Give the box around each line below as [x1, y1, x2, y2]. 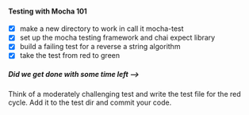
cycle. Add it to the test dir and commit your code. [8, 98, 172, 107]
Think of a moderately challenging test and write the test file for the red [8, 90, 242, 99]
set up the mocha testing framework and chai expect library [19, 33, 216, 43]
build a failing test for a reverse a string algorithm [19, 42, 181, 52]
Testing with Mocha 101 [8, 6, 87, 16]
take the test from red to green [19, 51, 121, 60]
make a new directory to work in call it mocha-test [19, 24, 184, 33]
